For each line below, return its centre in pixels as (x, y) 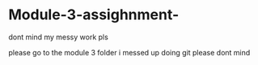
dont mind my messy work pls (59, 37)
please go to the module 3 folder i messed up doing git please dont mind (129, 52)
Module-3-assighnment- (94, 15)
